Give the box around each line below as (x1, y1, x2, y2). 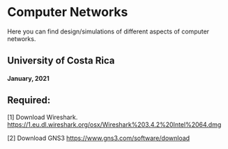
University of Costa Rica (7, 55, 115, 67)
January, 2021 (7, 74, 50, 82)
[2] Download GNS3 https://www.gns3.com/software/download (7, 134, 190, 142)
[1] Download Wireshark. (7, 113, 78, 121)
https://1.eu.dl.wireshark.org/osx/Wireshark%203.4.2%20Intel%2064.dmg (7, 120, 222, 129)
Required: (7, 95, 51, 107)
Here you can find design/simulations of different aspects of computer (7, 27, 210, 36)
